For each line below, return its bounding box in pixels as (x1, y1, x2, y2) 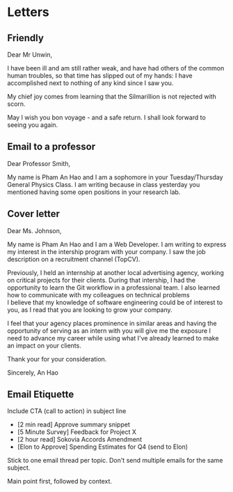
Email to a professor (7, 141, 96, 153)
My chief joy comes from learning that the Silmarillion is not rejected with (7, 92, 217, 100)
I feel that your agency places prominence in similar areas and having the (7, 319, 217, 327)
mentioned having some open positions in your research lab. (7, 188, 181, 196)
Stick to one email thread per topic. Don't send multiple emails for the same (7, 456, 223, 465)
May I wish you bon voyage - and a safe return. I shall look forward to (7, 113, 207, 121)
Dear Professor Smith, (7, 159, 71, 167)
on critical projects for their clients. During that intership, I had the (7, 276, 196, 284)
